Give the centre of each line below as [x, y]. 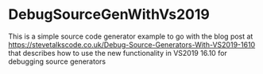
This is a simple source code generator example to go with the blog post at [131, 36]
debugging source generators [57, 61]
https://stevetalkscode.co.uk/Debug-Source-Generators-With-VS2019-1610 [132, 44]
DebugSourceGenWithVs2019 [109, 15]
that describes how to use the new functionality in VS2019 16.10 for [118, 53]
